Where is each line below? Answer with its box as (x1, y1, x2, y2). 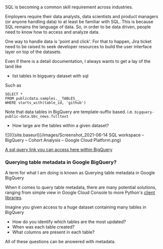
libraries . (5, 195, 23, 201)
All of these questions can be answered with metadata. (5, 239, 116, 245)
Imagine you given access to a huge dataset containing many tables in (5, 204, 146, 210)
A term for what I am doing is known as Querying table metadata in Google (5, 170, 155, 176)
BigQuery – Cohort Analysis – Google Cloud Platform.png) (5, 137, 122, 143)
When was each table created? (12, 224, 75, 230)
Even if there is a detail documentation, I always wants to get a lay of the (5, 58, 151, 64)
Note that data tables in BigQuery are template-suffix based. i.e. (5, 109, 134, 115)
